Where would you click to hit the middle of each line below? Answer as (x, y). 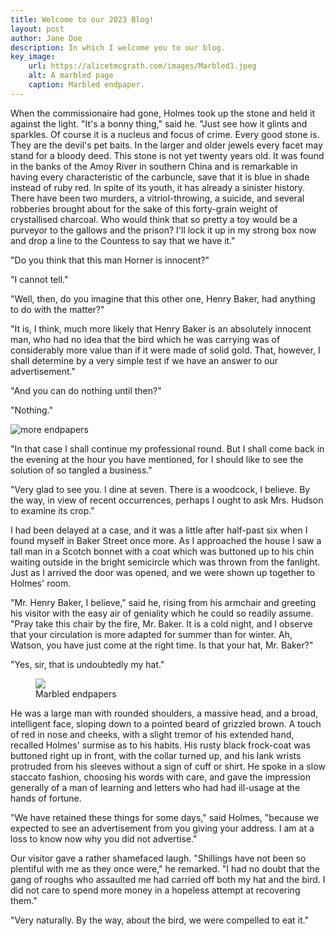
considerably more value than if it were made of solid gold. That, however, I (165, 350)
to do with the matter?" (57, 309)
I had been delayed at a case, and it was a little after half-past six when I (159, 530)
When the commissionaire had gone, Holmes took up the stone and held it (163, 113)
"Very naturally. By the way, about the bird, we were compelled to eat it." (159, 920)
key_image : (33, 57)
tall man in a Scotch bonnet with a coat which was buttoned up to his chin (162, 551)
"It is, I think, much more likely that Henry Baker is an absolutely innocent (161, 328)
